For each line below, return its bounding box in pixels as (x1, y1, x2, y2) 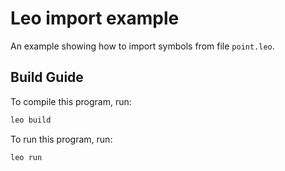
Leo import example (10, 7, 180, 30)
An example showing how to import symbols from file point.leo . (10, 40, 275, 52)
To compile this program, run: (10, 95, 132, 107)
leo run (10, 152, 43, 162)
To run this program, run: (10, 133, 113, 145)
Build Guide (10, 69, 84, 86)
